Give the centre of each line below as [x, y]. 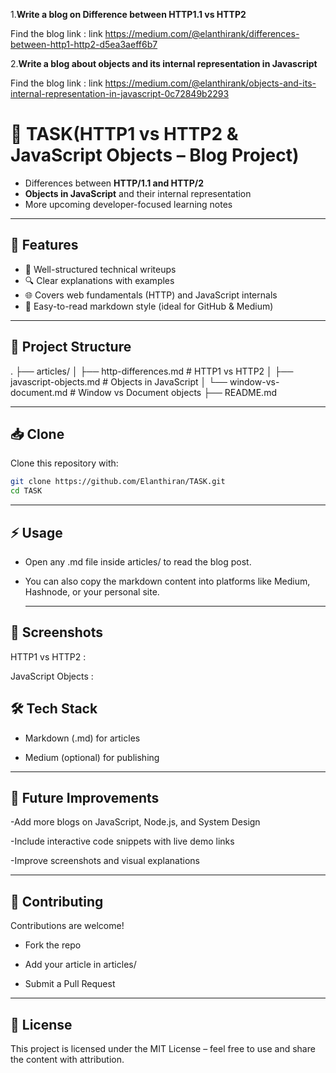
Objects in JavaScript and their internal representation [138, 193]
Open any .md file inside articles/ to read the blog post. [138, 561]
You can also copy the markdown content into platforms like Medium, [167, 581]
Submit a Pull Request [70, 984]
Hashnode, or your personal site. [92, 591]
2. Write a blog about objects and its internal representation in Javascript [164, 63]
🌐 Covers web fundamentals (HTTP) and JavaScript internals [151, 295]
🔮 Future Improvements [85, 797]
